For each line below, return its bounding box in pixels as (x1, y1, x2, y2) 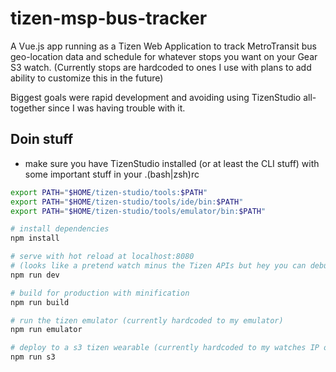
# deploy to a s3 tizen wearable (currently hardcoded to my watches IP (10, 343, 320, 353)
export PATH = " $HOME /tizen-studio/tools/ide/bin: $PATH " (10, 197, 244, 207)
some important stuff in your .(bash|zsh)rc (24, 168, 200, 180)
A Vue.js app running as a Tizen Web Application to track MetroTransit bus (10, 40, 317, 52)
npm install (10, 233, 60, 244)
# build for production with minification (10, 288, 190, 298)
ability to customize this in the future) (10, 72, 164, 84)
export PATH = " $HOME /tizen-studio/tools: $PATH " (10, 187, 208, 197)
